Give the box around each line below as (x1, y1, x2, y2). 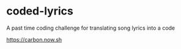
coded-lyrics (6, 4, 73, 18)
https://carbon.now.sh (6, 36, 62, 43)
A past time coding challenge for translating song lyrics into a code (6, 24, 175, 31)
